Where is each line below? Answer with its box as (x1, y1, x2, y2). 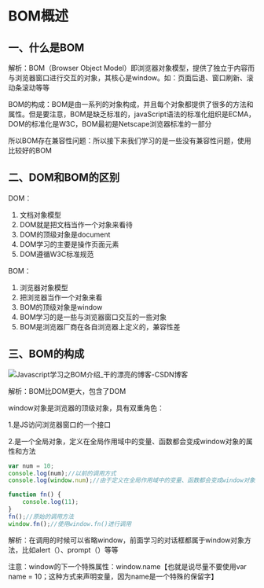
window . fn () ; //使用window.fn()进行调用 (8, 520, 132, 527)
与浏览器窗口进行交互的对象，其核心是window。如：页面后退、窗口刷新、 (8, 73, 247, 83)
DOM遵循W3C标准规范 (19, 249, 94, 259)
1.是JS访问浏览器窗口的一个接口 (8, 420, 112, 429)
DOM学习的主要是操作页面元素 (19, 239, 119, 248)
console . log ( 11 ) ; (22, 498, 79, 506)
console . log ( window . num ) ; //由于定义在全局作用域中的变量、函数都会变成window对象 (8, 476, 255, 484)
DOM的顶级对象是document (19, 230, 111, 239)
